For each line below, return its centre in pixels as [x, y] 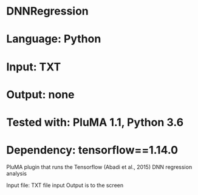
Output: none [40, 94]
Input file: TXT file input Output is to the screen [65, 185]
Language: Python [54, 39]
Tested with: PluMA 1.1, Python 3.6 [95, 122]
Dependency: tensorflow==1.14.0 [92, 150]
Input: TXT [34, 67]
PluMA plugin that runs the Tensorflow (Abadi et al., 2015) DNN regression [99, 167]
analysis [17, 173]
